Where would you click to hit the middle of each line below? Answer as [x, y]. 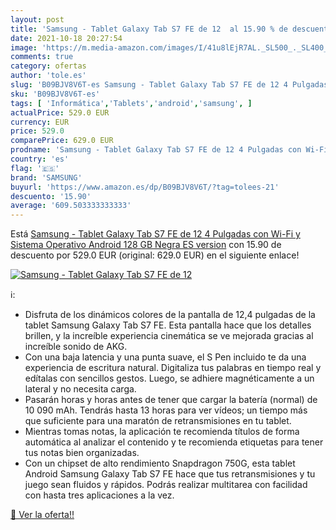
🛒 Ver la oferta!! [42, 515]
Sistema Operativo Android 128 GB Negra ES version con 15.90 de [146, 245]
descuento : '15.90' [51, 196]
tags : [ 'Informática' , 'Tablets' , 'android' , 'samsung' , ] [131, 103]
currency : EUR [40, 122]
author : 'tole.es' [48, 76]
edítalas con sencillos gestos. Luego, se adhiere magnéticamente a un [169, 378]
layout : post [37, 19]
